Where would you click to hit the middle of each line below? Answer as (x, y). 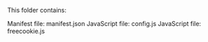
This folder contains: (37, 10)
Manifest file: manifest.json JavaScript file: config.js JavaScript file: (104, 23)
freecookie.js (26, 31)
